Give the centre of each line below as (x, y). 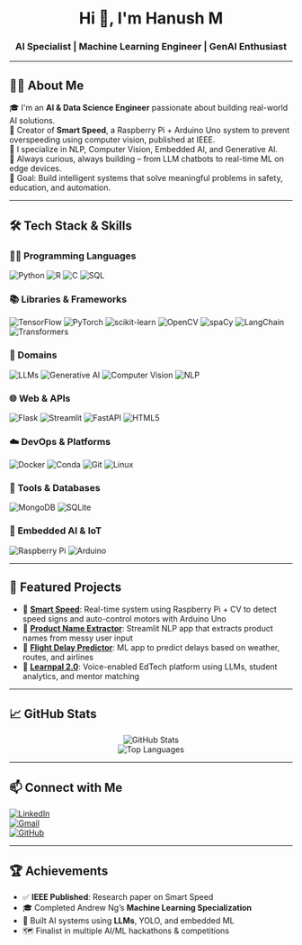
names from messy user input (77, 638)
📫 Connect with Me (66, 787)
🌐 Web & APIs (40, 398)
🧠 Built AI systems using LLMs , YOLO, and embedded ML (129, 921)
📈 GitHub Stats (53, 714)
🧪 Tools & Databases (55, 488)
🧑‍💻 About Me (47, 85)
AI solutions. (32, 121)
